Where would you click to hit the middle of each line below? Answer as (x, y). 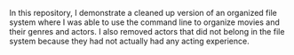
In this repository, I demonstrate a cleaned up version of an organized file (143, 13)
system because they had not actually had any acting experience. (130, 41)
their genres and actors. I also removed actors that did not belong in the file (147, 31)
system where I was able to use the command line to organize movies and (144, 22)
